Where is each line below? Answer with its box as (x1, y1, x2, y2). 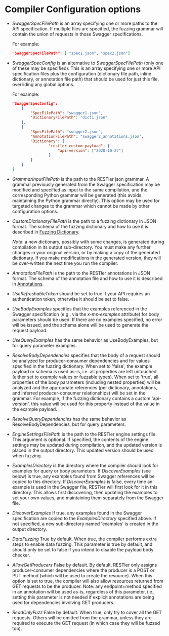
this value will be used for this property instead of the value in (31, 401, 160, 407)
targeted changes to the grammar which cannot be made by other (12, 203, 150, 209)
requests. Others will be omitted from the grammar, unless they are (12, 614, 152, 621)
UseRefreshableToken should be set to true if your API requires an (12, 290, 150, 297)
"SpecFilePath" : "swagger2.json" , (30, 129, 103, 135)
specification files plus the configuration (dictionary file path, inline (12, 70, 152, 76)
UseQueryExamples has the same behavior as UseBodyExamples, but (12, 337, 158, 343)
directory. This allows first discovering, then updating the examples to (12, 489, 158, 495)
